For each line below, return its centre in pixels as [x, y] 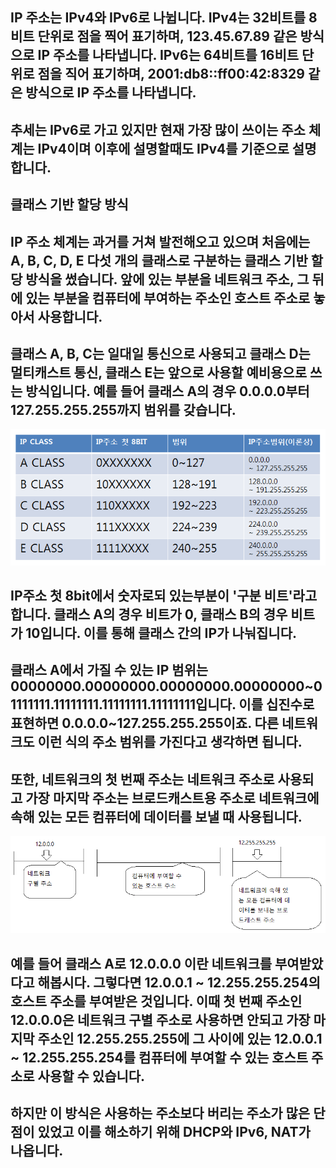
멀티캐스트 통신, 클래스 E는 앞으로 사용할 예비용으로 [159, 372]
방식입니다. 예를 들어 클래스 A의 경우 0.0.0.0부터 [167, 391]
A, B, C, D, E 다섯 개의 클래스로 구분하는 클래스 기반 [159, 260]
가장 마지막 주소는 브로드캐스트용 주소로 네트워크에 [172, 798]
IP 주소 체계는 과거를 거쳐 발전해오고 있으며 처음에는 [160, 241]
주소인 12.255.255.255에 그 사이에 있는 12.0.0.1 [180, 1038]
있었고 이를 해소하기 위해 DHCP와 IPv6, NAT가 [174, 1132]
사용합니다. [70, 316]
